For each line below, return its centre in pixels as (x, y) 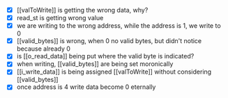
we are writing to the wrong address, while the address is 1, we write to (119, 26)
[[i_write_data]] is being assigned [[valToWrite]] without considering (114, 72)
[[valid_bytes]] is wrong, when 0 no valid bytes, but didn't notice (109, 41)
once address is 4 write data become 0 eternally (86, 87)
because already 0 (44, 49)
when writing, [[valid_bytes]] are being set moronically (95, 64)
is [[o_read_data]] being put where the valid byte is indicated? (105, 56)
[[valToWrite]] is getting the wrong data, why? (82, 10)
